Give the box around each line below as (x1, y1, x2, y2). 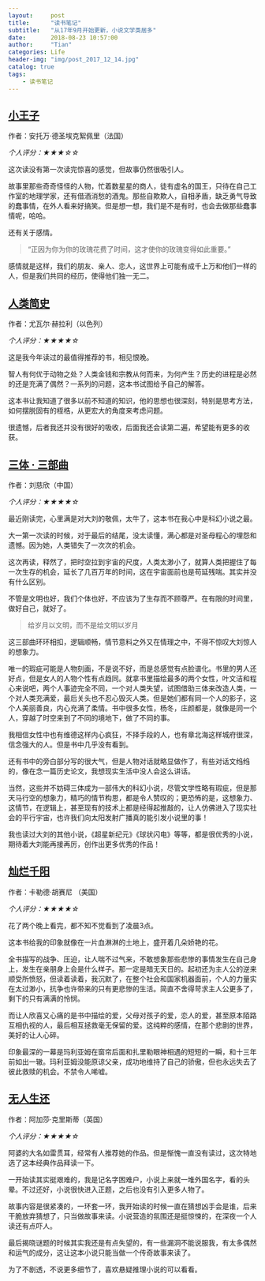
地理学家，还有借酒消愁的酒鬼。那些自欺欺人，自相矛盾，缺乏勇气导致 (28, 191, 257, 201)
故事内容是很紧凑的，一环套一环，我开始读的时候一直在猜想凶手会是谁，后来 (8, 1201, 257, 1211)
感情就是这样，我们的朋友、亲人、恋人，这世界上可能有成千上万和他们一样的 (8, 261, 257, 271)
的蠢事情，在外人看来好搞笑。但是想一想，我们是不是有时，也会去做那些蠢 (8, 201, 250, 211)
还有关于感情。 (8, 228, 57, 238)
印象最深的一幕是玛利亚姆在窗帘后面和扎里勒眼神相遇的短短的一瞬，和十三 (8, 1047, 250, 1056)
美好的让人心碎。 (8, 1030, 64, 1039)
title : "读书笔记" (8, 19, 81, 27)
